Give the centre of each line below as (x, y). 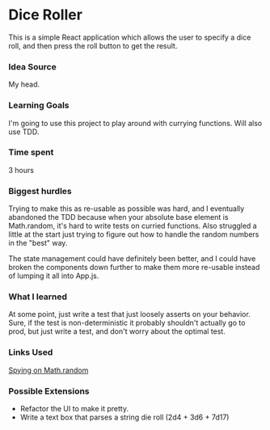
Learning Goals (39, 105)
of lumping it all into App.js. (54, 276)
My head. (24, 84)
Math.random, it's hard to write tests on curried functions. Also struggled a (133, 226)
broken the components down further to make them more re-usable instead (134, 268)
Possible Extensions (49, 391)
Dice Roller (46, 15)
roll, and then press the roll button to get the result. (93, 45)
